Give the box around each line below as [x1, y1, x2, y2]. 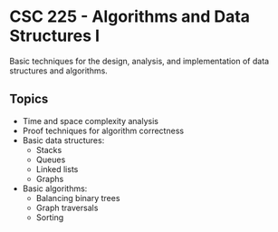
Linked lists [35, 163, 79, 174]
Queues [35, 154, 66, 165]
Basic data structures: [22, 134, 105, 146]
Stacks [35, 144, 62, 155]
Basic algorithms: [22, 183, 88, 194]
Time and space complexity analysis [22, 115, 158, 126]
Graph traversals [35, 202, 99, 213]
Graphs [35, 173, 64, 184]
